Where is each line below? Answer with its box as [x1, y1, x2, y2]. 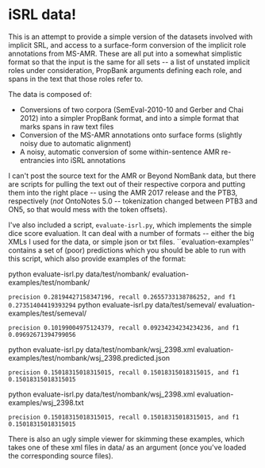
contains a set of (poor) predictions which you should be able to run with [8, 245, 246, 255]
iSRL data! [8, 6, 77, 24]
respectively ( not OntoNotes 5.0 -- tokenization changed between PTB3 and [8, 196, 258, 206]
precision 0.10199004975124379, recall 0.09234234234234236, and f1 [8, 323, 240, 331]
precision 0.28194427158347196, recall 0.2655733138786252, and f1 [8, 292, 236, 301]
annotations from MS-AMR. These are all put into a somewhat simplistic [8, 48, 242, 58]
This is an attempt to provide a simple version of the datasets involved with [8, 32, 253, 41]
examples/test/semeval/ [8, 308, 87, 318]
